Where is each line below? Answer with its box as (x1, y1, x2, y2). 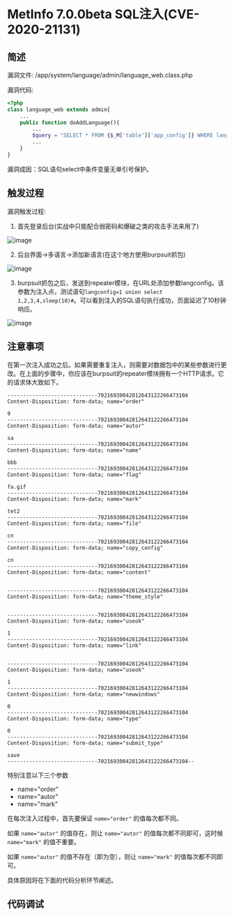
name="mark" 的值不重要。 (7, 837, 80, 846)
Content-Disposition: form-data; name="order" (7, 398, 145, 405)
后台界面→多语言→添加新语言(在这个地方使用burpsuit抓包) (17, 250, 186, 259)
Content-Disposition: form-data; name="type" (7, 715, 141, 722)
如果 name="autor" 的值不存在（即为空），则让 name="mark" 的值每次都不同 (7, 852, 217, 861)
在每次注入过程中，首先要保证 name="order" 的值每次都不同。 (7, 814, 182, 823)
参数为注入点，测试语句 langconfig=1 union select (17, 287, 163, 296)
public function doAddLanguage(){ (19, 119, 120, 126)
